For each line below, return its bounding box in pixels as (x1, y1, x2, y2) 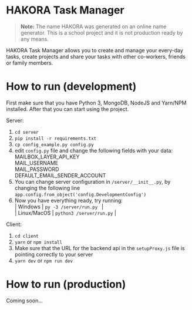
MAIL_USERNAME (14, 159, 59, 166)
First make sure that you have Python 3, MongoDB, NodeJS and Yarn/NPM (6, 99, 187, 106)
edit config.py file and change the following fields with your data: (14, 147, 173, 154)
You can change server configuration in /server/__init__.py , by (14, 178, 171, 185)
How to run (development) (6, 80, 137, 93)
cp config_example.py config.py (14, 141, 94, 147)
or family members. (6, 59, 53, 66)
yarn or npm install (14, 238, 63, 245)
